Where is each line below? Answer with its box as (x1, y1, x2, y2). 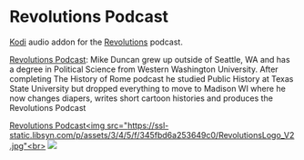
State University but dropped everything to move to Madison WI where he (9, 83, 287, 94)
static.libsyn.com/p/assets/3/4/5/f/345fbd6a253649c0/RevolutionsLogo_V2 (9, 129, 295, 140)
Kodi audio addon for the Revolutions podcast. (9, 36, 184, 47)
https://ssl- (127, 120, 169, 131)
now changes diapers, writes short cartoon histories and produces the (9, 93, 273, 104)
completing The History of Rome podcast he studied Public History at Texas (9, 73, 294, 84)
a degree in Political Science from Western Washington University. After (9, 64, 279, 75)
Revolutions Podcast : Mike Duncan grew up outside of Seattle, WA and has (9, 54, 290, 65)
